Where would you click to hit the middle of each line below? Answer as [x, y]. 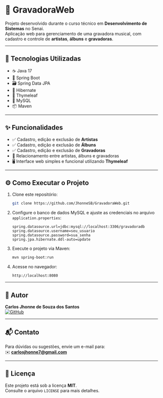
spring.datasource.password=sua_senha [51, 235]
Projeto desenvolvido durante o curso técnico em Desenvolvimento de [76, 23]
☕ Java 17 [22, 70]
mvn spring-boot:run [33, 258]
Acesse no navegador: [34, 267]
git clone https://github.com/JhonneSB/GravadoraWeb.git [71, 204]
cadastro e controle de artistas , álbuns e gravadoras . [59, 39]
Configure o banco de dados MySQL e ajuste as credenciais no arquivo [83, 213]
